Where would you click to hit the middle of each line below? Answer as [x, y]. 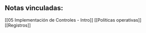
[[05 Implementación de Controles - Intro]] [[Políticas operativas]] [73, 20]
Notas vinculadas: [34, 8]
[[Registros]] [18, 25]
